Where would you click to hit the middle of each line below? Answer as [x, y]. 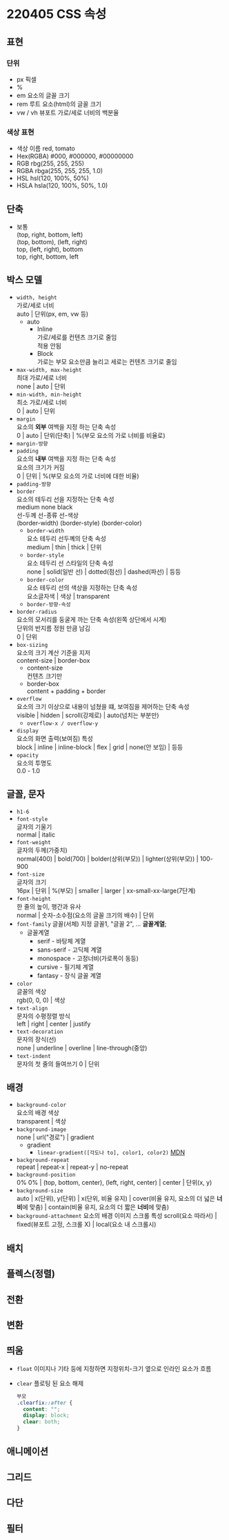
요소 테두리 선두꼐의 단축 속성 [66, 538]
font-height [33, 899]
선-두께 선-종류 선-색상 [47, 515]
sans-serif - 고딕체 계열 [69, 950]
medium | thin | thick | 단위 [64, 547]
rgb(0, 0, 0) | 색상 [41, 1000]
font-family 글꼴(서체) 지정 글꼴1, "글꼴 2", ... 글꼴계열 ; [91, 923]
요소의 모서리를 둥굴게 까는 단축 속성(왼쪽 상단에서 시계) [91, 619]
